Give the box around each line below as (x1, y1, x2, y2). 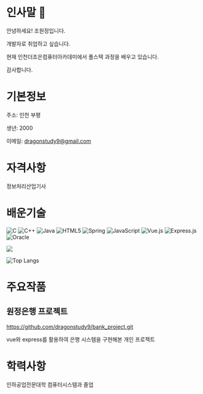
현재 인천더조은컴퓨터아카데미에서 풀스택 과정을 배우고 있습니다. (6, 53, 159, 60)
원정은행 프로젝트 (6, 306, 68, 317)
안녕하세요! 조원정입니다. (6, 27, 66, 34)
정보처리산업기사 (6, 182, 47, 190)
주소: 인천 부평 (6, 111, 41, 118)
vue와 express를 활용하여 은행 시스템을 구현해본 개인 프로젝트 (6, 335, 155, 343)
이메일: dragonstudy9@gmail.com (6, 137, 91, 145)
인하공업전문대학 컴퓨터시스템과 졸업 (6, 381, 94, 388)
